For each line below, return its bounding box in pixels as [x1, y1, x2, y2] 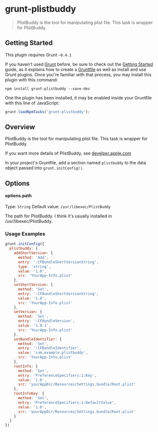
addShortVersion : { [14, 251, 53, 255]
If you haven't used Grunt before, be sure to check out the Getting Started [5, 61, 153, 67]
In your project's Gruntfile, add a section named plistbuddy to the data [5, 160, 146, 166]
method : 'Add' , [18, 255, 49, 260]
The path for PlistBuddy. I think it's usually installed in [5, 213, 112, 219]
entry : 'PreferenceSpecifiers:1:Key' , [18, 373, 97, 378]
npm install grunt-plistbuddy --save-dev [5, 86, 90, 91]
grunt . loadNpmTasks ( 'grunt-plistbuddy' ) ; [5, 109, 90, 114]
